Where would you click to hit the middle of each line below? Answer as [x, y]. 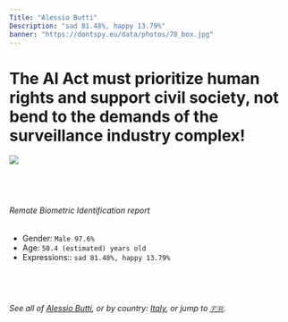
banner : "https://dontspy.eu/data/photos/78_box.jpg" [112, 34]
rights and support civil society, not [144, 97]
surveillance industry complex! [127, 136]
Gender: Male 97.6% [59, 238]
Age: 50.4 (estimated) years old [84, 248]
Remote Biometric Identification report [80, 210]
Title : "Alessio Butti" [54, 17]
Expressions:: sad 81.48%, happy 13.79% [96, 257]
